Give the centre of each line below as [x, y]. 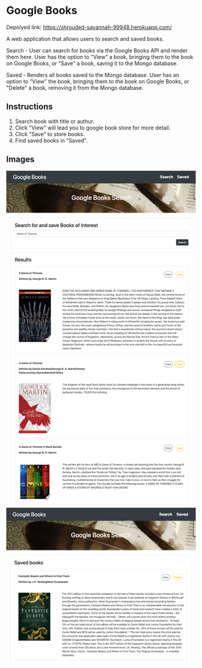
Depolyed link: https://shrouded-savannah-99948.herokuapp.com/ [89, 27]
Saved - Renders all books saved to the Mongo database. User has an [93, 75]
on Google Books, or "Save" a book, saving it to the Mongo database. [92, 63]
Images [20, 159]
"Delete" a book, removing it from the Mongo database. [75, 87]
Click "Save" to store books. [50, 134]
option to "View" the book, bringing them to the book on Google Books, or [98, 81]
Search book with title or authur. [55, 121]
